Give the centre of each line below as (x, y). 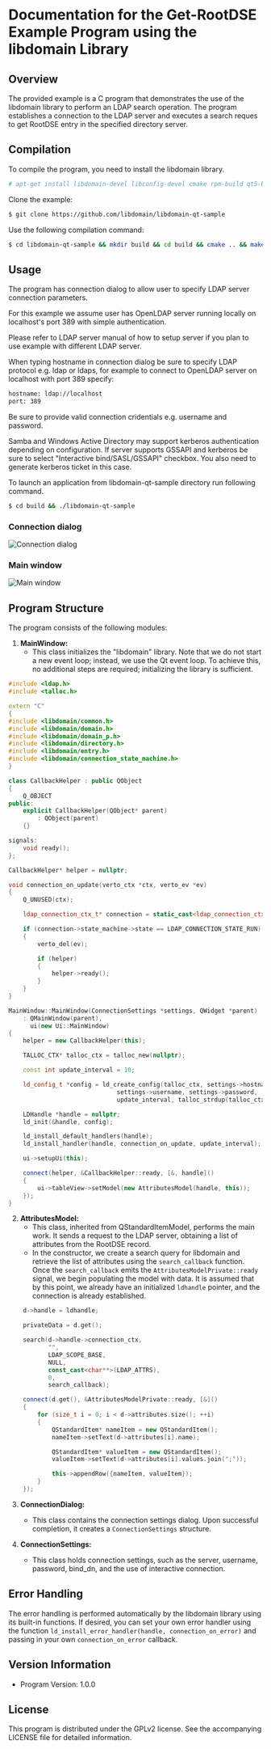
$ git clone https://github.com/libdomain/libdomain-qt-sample (117, 214)
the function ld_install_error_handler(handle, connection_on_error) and (132, 1630)
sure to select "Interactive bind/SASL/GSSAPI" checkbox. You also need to (132, 458)
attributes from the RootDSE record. (92, 1244)
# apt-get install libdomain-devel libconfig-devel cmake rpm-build (126, 184)
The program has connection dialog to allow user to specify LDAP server (129, 289)
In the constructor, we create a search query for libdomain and (136, 1253)
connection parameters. (48, 298)
